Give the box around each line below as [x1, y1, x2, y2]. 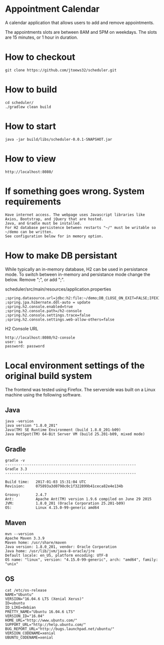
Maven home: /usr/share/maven [5, 540, 67, 545]
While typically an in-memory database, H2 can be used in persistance [5, 266, 148, 272]
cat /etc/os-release [5, 588, 47, 593]
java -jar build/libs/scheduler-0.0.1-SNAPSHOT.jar [5, 137, 112, 142]
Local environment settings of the [5, 360, 145, 371]
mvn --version [5, 531, 34, 536]
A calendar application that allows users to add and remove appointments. [5, 20, 155, 25]
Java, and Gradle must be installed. [5, 221, 82, 226]
